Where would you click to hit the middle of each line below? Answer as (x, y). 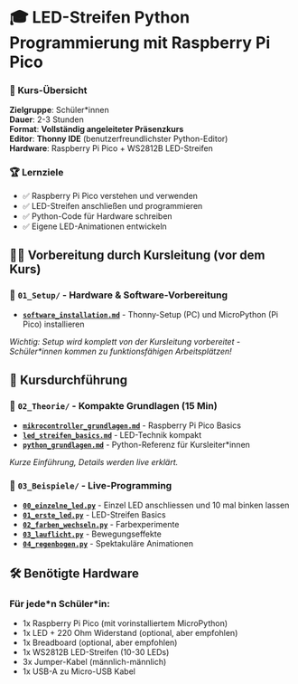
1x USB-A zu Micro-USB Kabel (79, 671)
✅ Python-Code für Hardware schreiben (98, 216)
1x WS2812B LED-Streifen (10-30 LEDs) (96, 652)
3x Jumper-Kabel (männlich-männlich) (94, 662)
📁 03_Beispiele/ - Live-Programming (91, 486)
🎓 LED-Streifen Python (100, 18)
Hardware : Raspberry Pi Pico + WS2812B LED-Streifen (112, 148)
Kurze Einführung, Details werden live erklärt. (94, 462)
